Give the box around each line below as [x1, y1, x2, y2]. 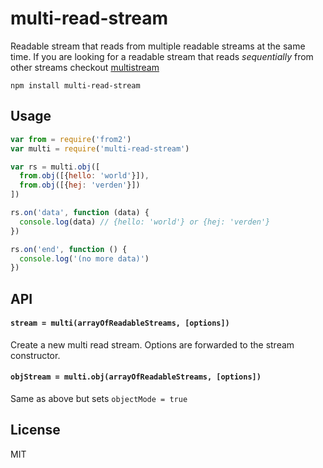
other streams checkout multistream [10, 61, 160, 73]
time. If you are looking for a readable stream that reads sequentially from [10, 50, 314, 62]
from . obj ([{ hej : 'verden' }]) [19, 180, 141, 191]
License [10, 422, 61, 439]
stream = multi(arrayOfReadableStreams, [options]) [10, 318, 230, 329]
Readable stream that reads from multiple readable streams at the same [10, 40, 306, 52]
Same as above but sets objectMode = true [10, 393, 188, 405]
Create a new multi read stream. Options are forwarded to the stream [10, 338, 295, 351]
